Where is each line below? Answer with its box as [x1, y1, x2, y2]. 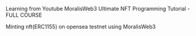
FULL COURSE [5, 11, 43, 19]
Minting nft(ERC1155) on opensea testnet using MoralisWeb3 [5, 23, 156, 30]
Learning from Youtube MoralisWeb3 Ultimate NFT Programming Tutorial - [5, 5, 191, 12]
